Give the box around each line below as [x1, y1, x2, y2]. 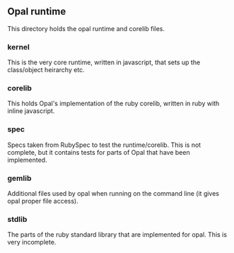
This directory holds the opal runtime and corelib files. [7, 24, 165, 33]
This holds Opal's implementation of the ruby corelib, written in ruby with [7, 99, 220, 108]
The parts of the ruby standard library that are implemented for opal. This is [7, 230, 228, 239]
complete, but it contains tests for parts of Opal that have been [7, 148, 190, 156]
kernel [7, 42, 30, 52]
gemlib [7, 173, 32, 183]
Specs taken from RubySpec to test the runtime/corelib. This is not [7, 141, 201, 149]
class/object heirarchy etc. [7, 66, 85, 74]
